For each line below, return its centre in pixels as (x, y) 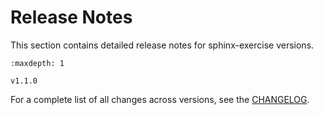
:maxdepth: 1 (37, 63)
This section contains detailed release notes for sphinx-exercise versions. (162, 45)
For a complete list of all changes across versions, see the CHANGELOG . (160, 99)
